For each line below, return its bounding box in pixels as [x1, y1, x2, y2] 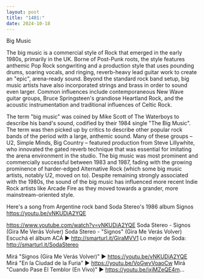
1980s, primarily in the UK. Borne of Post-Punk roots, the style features [6, 56, 185, 63]
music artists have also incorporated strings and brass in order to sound [6, 82, 188, 89]
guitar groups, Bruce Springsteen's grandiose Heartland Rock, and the [6, 94, 184, 102]
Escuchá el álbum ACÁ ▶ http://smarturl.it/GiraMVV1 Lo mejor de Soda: [6, 234, 186, 242]
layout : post [6, 9, 40, 15]
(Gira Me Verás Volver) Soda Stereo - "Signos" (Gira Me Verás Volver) [6, 228, 182, 235]
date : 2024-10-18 [6, 20, 51, 26]
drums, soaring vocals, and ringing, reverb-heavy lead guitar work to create [6, 69, 197, 76]
